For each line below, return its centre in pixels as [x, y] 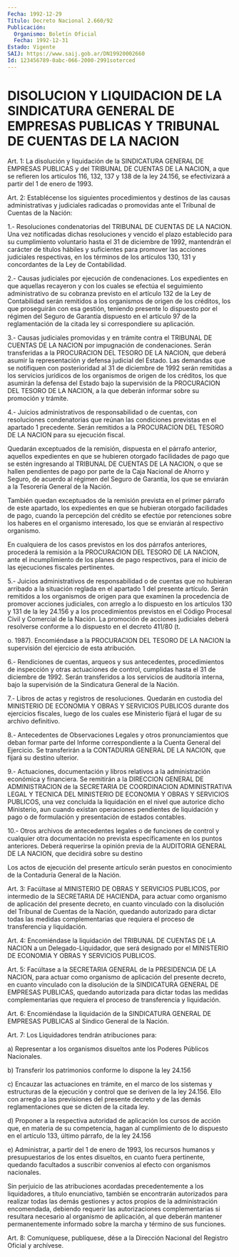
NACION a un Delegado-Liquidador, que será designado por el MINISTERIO [118, 948]
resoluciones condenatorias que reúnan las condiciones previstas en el [112, 419]
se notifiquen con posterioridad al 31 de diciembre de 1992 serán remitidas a [120, 367]
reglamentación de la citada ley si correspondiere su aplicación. [101, 324]
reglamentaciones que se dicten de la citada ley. [78, 1106]
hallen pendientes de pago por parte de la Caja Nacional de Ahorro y [108, 471]
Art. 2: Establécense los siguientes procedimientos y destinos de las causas [119, 198]
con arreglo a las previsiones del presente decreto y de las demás [104, 1099]
